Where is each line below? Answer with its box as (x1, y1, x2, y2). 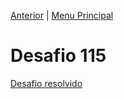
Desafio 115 (10, 45, 107, 67)
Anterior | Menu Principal (10, 10, 114, 21)
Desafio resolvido (10, 77, 83, 89)
